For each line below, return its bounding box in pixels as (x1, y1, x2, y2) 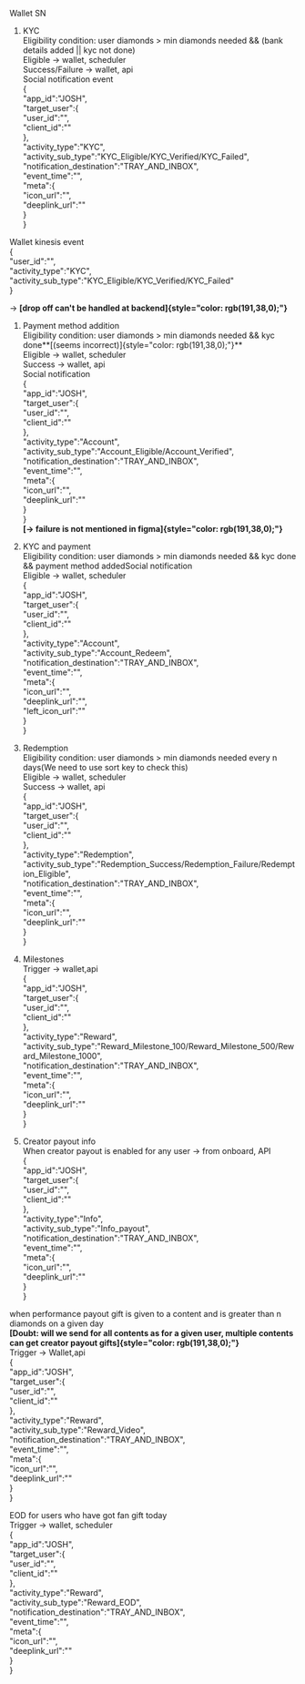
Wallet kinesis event (9, 237, 85, 247)
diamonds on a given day (9, 1318, 105, 1329)
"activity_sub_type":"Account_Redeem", (22, 648, 172, 658)
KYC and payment (22, 541, 91, 552)
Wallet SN (9, 8, 46, 18)
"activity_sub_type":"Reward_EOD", (9, 1597, 142, 1607)
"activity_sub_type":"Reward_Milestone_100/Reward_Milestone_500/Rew (22, 1041, 295, 1051)
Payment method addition (22, 321, 120, 331)
